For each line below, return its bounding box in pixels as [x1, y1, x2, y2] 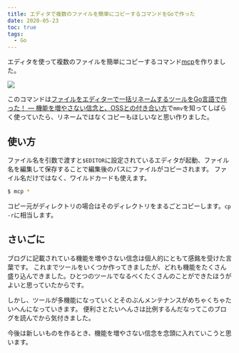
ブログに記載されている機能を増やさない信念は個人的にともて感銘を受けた [7, 254, 226, 262]
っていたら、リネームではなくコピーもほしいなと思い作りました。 [19, 113, 213, 121]
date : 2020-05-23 [7, 17, 59, 24]
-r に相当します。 [7, 210, 57, 219]
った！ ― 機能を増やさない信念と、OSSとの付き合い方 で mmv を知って [7, 104, 208, 113]
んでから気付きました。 [26, 313, 95, 322]
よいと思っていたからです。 [7, 280, 88, 289]
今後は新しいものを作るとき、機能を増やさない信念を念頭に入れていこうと [7, 329, 226, 337]
